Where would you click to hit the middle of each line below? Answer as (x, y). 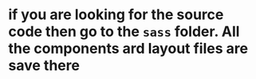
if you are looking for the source (116, 15)
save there (44, 66)
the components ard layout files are (128, 49)
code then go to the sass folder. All (124, 32)
